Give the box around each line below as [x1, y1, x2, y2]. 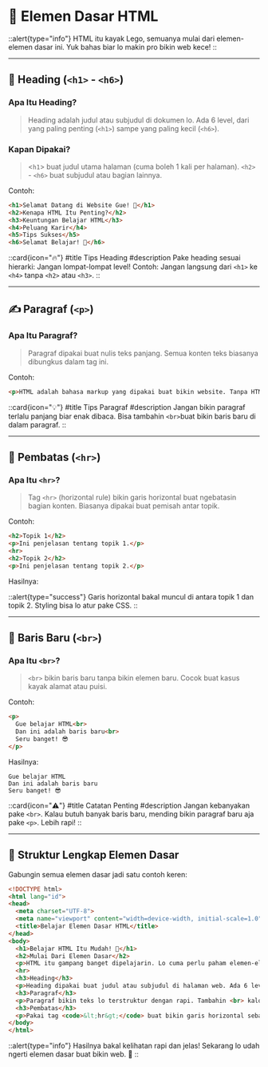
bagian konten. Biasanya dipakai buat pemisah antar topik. [27, 501, 220, 511]
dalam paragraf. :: [8, 419, 66, 429]
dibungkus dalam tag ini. [27, 356, 109, 367]
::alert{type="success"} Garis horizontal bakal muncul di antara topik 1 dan [8, 592, 254, 601]
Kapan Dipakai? [8, 143, 71, 154]
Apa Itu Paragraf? [8, 330, 78, 341]
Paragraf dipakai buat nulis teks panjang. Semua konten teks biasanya [27, 348, 259, 358]
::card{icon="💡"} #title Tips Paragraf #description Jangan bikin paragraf [8, 402, 246, 411]
